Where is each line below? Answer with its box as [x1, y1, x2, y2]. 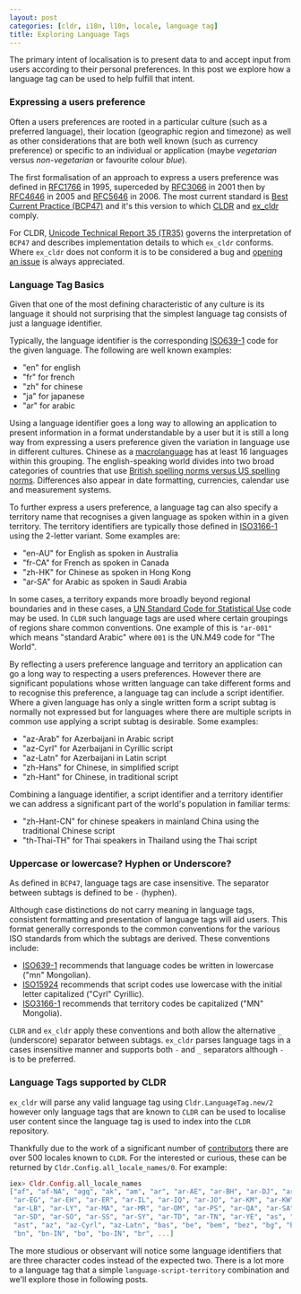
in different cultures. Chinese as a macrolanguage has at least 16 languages [9, 446, 288, 457]
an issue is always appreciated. [9, 256, 125, 267]
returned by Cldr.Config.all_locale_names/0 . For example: [9, 1161, 228, 1172]
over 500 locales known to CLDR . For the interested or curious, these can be [9, 1152, 288, 1163]
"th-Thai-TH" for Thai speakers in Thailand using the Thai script [21, 835, 258, 845]
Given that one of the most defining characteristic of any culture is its [9, 298, 265, 310]
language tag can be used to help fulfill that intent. [9, 74, 195, 84]
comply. [9, 210, 39, 221]
